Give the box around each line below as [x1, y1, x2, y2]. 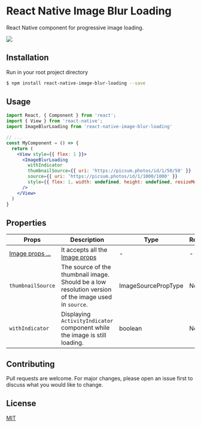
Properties [6, 217, 47, 228]
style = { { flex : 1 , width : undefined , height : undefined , [28, 179, 173, 185]
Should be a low [60, 278, 106, 286]
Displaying [60, 310, 91, 319]
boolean [118, 325, 142, 333]
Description [70, 235, 105, 244]
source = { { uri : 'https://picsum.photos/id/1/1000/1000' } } [28, 174, 178, 180]
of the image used [60, 293, 112, 301]
